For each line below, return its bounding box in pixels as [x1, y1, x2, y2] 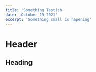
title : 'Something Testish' [5, 7, 65, 13]
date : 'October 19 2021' [5, 12, 58, 17]
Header [5, 38, 37, 50]
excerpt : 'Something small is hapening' [5, 17, 92, 22]
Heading [5, 58, 33, 67]
